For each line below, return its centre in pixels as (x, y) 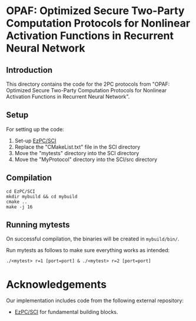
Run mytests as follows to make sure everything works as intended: (88, 250)
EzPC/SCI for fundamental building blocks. (66, 312)
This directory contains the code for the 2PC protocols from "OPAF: (88, 84)
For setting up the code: (35, 129)
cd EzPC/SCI (21, 191)
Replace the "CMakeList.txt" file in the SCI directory (77, 147)
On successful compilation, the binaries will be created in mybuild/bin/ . (93, 239)
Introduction (29, 70)
